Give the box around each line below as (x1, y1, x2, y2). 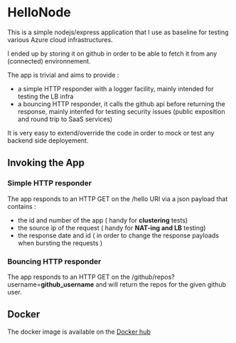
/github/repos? (131, 272, 176, 281)
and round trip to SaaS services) (17, 115, 113, 123)
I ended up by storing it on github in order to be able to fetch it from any (7, 49, 218, 58)
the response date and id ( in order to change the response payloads (17, 231, 219, 240)
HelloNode (7, 4, 71, 21)
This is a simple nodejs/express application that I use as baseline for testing (7, 28, 229, 36)
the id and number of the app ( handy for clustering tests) (17, 215, 188, 225)
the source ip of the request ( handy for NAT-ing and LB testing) (17, 223, 206, 232)
